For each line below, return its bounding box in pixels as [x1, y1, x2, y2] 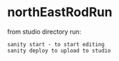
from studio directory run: [7, 27, 82, 36]
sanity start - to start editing [7, 41, 105, 48]
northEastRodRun [7, 4, 113, 20]
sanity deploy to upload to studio [7, 47, 111, 54]
